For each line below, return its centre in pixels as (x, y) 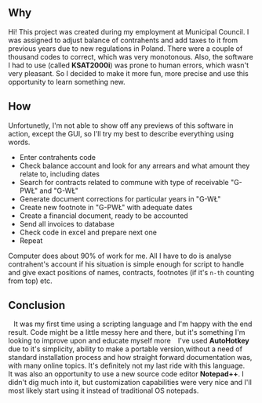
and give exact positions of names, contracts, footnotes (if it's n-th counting (131, 272)
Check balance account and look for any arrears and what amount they (135, 165)
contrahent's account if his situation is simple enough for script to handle (126, 264)
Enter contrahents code (58, 157)
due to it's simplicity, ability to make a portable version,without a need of (126, 349)
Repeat (31, 240)
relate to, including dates (60, 174)
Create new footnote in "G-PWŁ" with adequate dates (106, 207)
